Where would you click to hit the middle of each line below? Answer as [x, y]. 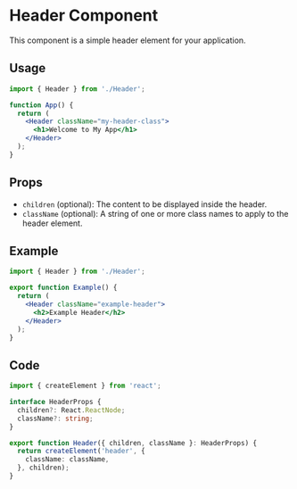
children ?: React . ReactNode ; [71, 410]
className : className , [67, 460]
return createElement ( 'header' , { [81, 452]
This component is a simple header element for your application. [128, 40]
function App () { [41, 105]
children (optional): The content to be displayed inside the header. [144, 204]
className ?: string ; [55, 419]
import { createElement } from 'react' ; [86, 386]
